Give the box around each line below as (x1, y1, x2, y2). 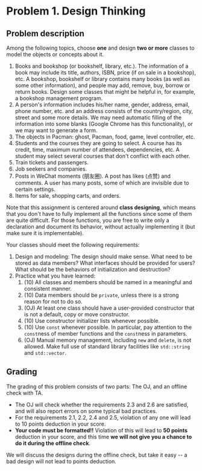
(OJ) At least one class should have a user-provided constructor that (24, 304, 195, 311)
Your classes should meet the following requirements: (6, 241, 140, 248)
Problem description (6, 28, 84, 39)
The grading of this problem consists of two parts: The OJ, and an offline (6, 383, 188, 390)
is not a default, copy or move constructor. (24, 311, 130, 318)
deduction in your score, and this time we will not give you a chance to (14, 433, 192, 440)
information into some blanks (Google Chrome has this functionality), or (14, 120, 193, 128)
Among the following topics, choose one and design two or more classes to (6, 44, 195, 51)
